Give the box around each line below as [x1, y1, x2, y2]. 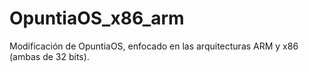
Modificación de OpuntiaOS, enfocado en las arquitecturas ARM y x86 [9, 40, 299, 52]
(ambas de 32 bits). [9, 50, 90, 62]
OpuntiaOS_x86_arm [9, 7, 185, 30]
